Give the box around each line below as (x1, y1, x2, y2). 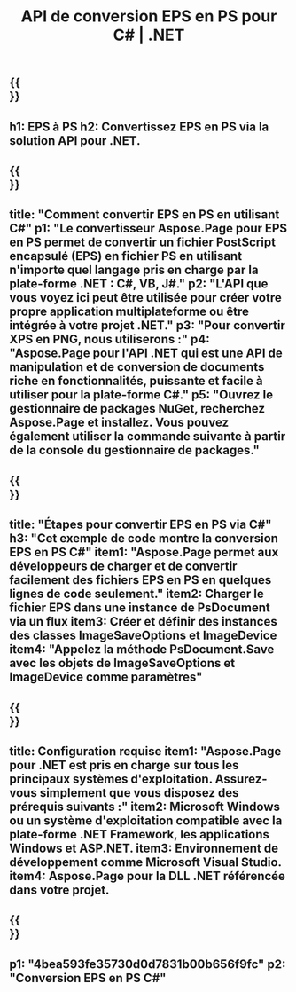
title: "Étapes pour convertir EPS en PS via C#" (9, 517, 272, 532)
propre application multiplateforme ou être (9, 304, 250, 319)
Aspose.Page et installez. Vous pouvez (9, 415, 230, 430)
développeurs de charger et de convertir (9, 559, 238, 574)
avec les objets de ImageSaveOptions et (9, 656, 236, 671)
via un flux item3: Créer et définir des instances (9, 614, 277, 629)
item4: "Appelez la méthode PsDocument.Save (9, 642, 275, 657)
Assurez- (214, 771, 268, 786)
